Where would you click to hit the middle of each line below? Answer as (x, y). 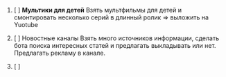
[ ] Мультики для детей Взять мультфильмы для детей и (98, 10)
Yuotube (26, 25)
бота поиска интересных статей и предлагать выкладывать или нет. (115, 45)
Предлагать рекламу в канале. (60, 53)
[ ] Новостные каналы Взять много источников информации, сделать (116, 38)
